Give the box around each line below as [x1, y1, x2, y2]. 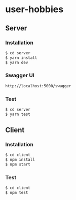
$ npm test [5, 190, 28, 195]
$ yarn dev [5, 60, 28, 65]
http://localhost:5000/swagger [5, 83, 71, 88]
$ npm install [5, 157, 35, 162]
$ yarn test [5, 112, 30, 117]
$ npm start [5, 162, 30, 167]
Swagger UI [5, 72, 34, 79]
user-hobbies [5, 4, 64, 15]
